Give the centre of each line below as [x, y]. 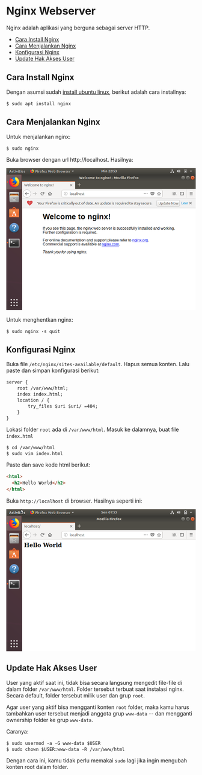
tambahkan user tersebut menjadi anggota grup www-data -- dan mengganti [99, 713]
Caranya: [17, 731]
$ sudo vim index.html [35, 454]
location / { [33, 400]
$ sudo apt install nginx [38, 103]
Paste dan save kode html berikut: [48, 465]
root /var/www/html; [43, 388]
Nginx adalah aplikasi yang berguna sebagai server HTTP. [78, 28]
